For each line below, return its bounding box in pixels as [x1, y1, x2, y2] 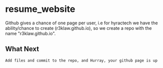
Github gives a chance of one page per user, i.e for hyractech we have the [5, 20, 158, 26]
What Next [5, 45, 39, 53]
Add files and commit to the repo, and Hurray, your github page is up [5, 58, 157, 63]
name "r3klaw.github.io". [5, 30, 56, 36]
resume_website [5, 3, 75, 15]
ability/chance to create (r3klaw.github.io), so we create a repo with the [5, 25, 152, 31]
